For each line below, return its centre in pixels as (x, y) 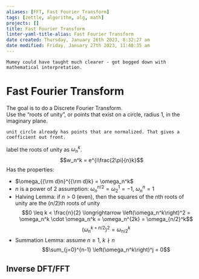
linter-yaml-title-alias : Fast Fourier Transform (70, 34)
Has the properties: (30, 170)
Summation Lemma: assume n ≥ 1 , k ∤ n (65, 240)
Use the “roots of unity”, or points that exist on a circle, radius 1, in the (93, 114)
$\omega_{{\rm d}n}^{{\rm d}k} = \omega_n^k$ (74, 181)
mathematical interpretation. (44, 67)
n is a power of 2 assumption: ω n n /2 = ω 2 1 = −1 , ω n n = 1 (85, 189)
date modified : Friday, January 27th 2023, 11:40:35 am (78, 46)
